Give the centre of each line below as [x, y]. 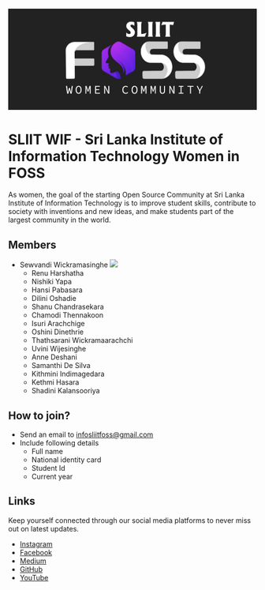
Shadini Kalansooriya [65, 391]
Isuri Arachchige [58, 324]
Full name [47, 451]
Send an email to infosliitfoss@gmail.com [86, 434]
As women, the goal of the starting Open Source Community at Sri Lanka [127, 195]
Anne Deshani [54, 357]
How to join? [39, 415]
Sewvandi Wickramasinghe [64, 265]
